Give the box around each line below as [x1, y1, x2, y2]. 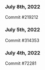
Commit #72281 [5, 60, 37, 66]
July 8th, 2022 [5, 3, 40, 10]
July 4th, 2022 [5, 49, 41, 56]
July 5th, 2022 [5, 27, 40, 33]
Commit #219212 [5, 14, 39, 20]
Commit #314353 [5, 37, 40, 43]
